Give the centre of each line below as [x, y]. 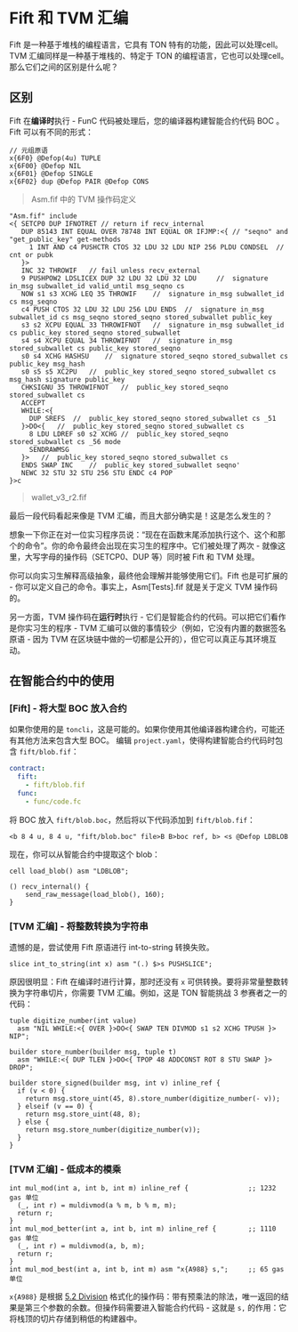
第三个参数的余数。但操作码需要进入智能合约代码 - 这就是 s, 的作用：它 [156, 1308]
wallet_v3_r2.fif [59, 497]
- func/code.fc [53, 802]
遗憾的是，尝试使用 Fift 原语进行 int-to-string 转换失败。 [112, 948]
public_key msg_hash [48, 364]
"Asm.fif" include [43, 216]
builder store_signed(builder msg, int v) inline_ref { [115, 1083]
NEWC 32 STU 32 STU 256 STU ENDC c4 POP [97, 472]
